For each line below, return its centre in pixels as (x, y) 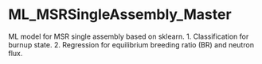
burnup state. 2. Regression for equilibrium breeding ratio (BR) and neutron (131, 44)
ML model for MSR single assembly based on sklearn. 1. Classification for (129, 36)
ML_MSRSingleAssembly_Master (120, 15)
